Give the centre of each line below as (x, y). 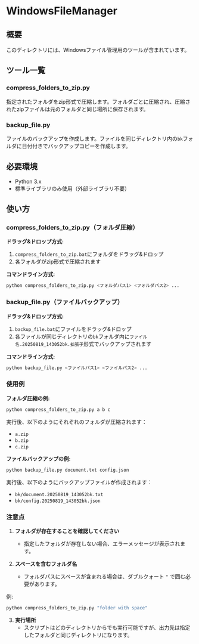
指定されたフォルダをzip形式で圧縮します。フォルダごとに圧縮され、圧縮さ (98, 101)
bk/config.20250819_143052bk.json (57, 501)
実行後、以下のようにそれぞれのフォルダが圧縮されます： (77, 422)
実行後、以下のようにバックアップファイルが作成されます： (79, 482)
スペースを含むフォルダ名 (46, 563)
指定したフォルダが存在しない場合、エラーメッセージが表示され (102, 543)
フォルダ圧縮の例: (28, 398)
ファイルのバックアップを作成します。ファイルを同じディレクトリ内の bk (94, 138)
